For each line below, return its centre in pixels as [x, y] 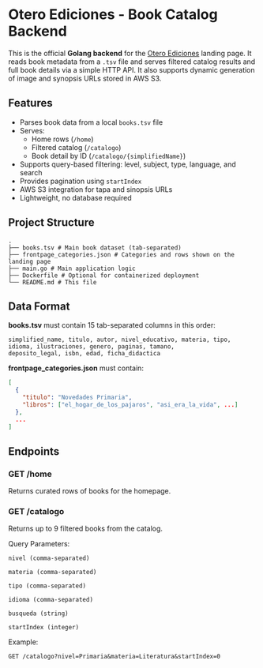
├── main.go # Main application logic [72, 268]
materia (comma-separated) [53, 572]
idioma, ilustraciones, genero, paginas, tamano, [92, 347]
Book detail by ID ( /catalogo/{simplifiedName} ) [109, 156]
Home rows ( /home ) [62, 139]
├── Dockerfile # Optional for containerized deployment [104, 275]
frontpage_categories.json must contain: [76, 368]
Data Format [39, 306]
